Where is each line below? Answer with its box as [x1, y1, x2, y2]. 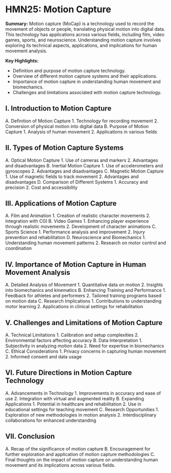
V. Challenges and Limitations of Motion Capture [5, 318, 163, 327]
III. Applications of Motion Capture [5, 199, 117, 208]
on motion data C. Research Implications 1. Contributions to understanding [5, 298, 162, 304]
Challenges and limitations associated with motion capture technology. [12, 89, 162, 95]
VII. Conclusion [5, 432, 55, 441]
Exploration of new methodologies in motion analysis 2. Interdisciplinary [5, 412, 157, 418]
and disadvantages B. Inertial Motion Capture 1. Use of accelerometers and [5, 162, 163, 168]
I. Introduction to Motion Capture [5, 104, 112, 113]
